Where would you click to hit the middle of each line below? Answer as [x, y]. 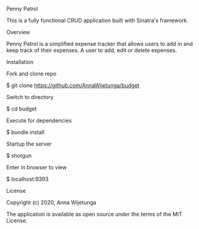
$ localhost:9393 [28, 179]
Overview [18, 32]
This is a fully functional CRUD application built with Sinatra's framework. [97, 20]
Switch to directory [30, 97]
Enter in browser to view [37, 167]
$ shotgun [19, 156]
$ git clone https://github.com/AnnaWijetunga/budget [73, 85]
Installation [20, 62]
